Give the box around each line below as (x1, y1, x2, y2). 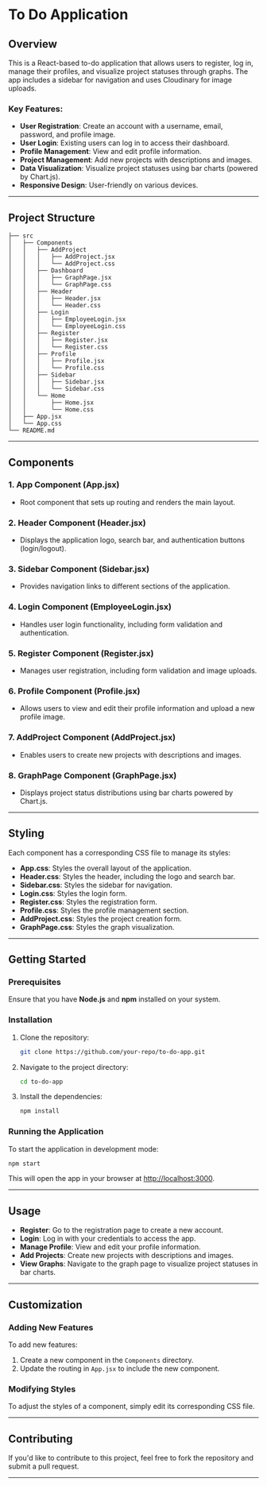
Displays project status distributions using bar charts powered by (19, 788, 234, 797)
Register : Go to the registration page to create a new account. (19, 1225, 224, 1235)
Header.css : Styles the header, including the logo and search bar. (19, 871, 236, 881)
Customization (8, 1298, 83, 1311)
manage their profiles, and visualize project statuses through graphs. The (8, 67, 249, 76)
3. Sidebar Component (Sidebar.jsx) (8, 564, 149, 575)
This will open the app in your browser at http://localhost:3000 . (8, 1174, 215, 1183)
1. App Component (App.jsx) (8, 479, 120, 490)
